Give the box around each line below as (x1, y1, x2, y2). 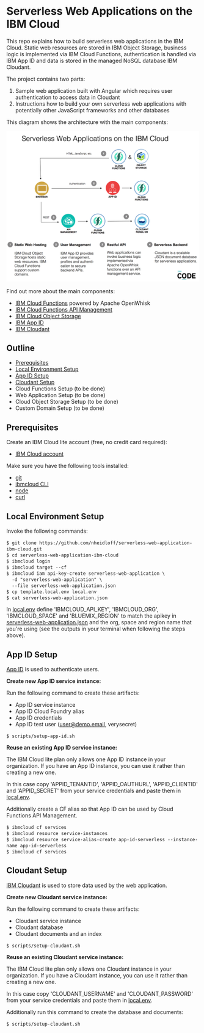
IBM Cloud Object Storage (15, 312, 81, 319)
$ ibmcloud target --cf (6, 564, 67, 571)
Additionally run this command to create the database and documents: (6, 1008, 184, 1015)
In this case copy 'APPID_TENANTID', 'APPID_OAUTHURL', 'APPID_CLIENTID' (6, 780, 199, 787)
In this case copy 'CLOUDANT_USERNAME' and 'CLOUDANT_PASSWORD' (6, 990, 194, 997)
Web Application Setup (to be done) (15, 392, 106, 399)
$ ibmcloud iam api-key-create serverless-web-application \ (6, 571, 166, 577)
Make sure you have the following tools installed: (6, 462, 129, 470)
